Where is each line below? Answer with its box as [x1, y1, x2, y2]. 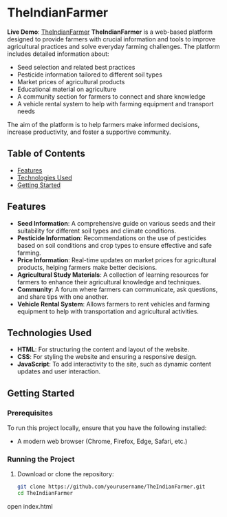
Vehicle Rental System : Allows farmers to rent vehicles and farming [17, 300, 210, 308]
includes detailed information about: [7, 50, 109, 58]
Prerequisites [7, 408, 53, 418]
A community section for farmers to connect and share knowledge [17, 92, 206, 101]
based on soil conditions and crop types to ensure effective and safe [17, 241, 212, 249]
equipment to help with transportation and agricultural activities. [17, 307, 199, 315]
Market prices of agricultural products [17, 77, 125, 86]
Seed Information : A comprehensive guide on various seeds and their [17, 219, 216, 227]
